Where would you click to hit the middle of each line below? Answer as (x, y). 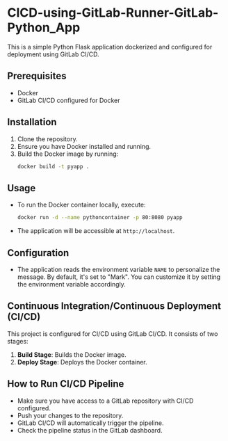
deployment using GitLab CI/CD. (53, 54)
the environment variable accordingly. (72, 284)
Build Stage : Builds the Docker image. (72, 354)
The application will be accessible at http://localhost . (96, 231)
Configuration (38, 253)
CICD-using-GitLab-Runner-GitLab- (113, 13)
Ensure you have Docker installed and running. (84, 146)
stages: (18, 341)
